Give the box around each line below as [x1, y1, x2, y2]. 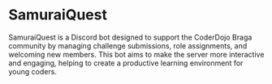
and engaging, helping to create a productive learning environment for [8, 58, 244, 68]
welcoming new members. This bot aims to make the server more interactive [8, 49, 265, 59]
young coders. [8, 66, 57, 76]
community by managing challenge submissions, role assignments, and [8, 40, 248, 50]
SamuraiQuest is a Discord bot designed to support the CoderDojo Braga [8, 32, 253, 42]
